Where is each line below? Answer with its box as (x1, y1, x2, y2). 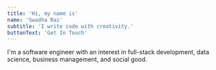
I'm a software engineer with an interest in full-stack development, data (7, 48, 210, 56)
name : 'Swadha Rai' (7, 16, 63, 23)
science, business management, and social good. (7, 56, 148, 64)
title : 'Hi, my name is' (7, 10, 78, 17)
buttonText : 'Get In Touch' (7, 29, 88, 36)
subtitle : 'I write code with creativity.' (7, 23, 134, 30)
